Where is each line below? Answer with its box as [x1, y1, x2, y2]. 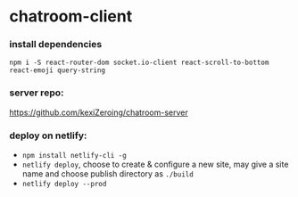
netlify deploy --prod [21, 180, 107, 189]
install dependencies [9, 38, 103, 51]
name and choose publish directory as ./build [21, 168, 194, 179]
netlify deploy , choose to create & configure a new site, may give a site [21, 159, 289, 170]
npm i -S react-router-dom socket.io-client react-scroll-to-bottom [9, 58, 269, 68]
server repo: [9, 86, 64, 99]
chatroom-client [9, 6, 133, 27]
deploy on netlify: [9, 129, 87, 142]
